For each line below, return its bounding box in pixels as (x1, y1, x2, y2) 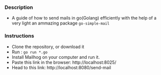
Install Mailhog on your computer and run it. (11, 54, 100, 60)
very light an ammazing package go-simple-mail (11, 20, 110, 26)
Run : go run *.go (11, 49, 48, 55)
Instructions (4, 32, 35, 39)
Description (4, 4, 33, 11)
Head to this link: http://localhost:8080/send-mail (11, 64, 111, 70)
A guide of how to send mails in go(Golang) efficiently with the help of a (11, 15, 157, 21)
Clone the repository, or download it (11, 44, 84, 50)
